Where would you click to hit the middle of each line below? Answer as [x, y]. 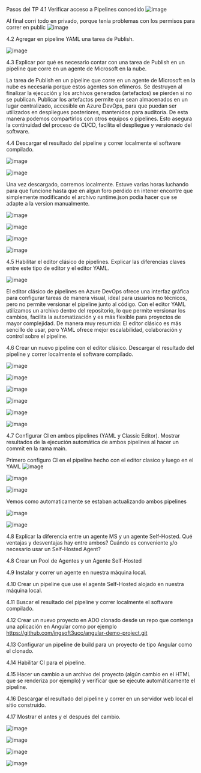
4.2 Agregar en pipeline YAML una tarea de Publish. [70, 39]
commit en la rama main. [37, 448]
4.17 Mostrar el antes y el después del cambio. [64, 716]
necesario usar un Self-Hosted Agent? [53, 549]
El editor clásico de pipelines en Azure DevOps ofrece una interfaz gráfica [98, 291]
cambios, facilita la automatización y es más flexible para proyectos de [94, 317]
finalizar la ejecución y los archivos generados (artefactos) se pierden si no [99, 93]
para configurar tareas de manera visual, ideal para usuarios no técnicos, [97, 298]
